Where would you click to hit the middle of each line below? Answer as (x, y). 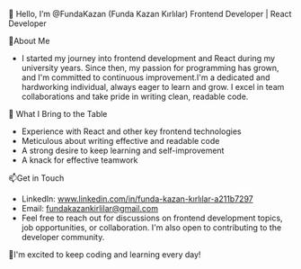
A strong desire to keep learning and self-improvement (123, 150)
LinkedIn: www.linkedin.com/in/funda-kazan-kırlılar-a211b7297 (137, 199)
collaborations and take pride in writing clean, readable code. (135, 96)
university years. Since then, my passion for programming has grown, (150, 68)
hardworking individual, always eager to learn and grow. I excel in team (153, 87)
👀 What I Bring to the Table (58, 114)
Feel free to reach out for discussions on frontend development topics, (152, 218)
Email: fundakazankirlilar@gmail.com (90, 208)
